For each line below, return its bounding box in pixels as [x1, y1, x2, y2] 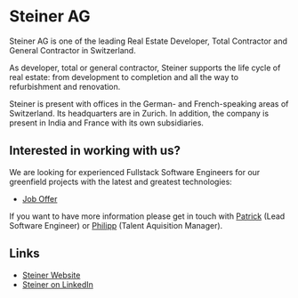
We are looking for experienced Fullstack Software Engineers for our [9, 166, 261, 177]
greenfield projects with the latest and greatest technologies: [9, 176, 233, 187]
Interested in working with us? [9, 143, 181, 158]
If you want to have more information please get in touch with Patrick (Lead [9, 211, 286, 221]
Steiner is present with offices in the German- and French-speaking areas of [9, 98, 289, 109]
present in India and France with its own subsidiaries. [9, 117, 205, 128]
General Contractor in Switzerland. [9, 44, 136, 55]
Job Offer [21, 193, 58, 204]
